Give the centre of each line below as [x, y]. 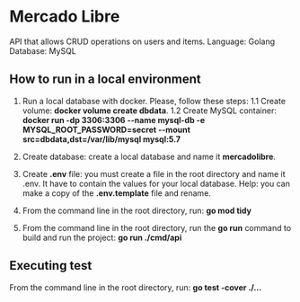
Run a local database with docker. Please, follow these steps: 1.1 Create [154, 101]
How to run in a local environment [105, 80]
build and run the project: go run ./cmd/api [102, 237]
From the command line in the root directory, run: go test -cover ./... [136, 287]
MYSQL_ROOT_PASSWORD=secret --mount [106, 129]
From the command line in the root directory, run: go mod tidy [137, 210]
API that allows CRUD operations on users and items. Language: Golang [142, 41]
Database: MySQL [43, 50]
